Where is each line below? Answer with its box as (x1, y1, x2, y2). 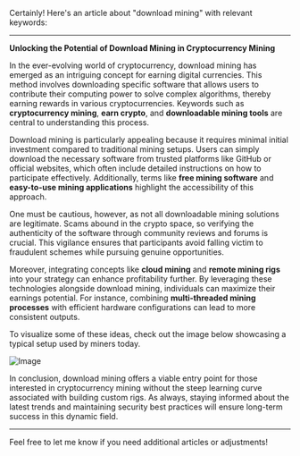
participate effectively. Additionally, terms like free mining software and (9, 173, 274, 182)
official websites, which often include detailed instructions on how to (9, 163, 262, 173)
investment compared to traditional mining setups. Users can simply (9, 144, 260, 155)
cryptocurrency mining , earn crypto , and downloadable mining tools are (9, 107, 283, 118)
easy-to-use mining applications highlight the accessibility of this (9, 182, 254, 192)
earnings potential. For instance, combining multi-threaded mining (9, 292, 256, 303)
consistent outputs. (9, 312, 80, 322)
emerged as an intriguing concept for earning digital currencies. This (9, 70, 262, 80)
